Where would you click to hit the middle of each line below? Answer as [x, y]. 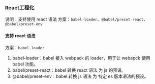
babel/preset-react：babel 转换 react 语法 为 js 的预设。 [69, 70]
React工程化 [20, 7]
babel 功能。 [25, 64]
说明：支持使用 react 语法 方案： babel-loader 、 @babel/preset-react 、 [77, 19]
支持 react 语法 [20, 36]
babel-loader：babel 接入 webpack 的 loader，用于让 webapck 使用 [81, 58]
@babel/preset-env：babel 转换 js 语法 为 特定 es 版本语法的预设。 [80, 76]
